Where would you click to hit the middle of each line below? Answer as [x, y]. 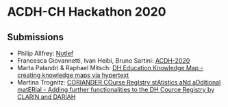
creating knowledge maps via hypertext [73, 75]
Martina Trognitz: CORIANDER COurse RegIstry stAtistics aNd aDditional [119, 82]
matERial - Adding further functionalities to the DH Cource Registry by [116, 90]
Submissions [35, 37]
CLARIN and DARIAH [46, 97]
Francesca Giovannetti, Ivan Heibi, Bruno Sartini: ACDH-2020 [103, 61]
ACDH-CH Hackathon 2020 [87, 12]
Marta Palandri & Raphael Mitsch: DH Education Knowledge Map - [110, 68]
